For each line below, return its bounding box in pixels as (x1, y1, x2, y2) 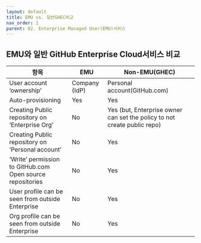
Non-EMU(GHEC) (124, 68, 175, 77)
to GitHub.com (9, 163, 50, 171)
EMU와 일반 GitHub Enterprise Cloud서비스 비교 (6, 49, 181, 59)
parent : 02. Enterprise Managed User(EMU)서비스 (6, 25, 126, 32)
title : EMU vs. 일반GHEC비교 (6, 14, 74, 20)
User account (9, 79, 48, 87)
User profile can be (9, 187, 63, 196)
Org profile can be (9, 212, 60, 220)
